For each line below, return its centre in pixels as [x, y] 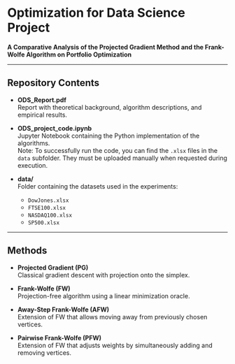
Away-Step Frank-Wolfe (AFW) [63, 310]
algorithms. [34, 143]
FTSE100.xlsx [47, 208]
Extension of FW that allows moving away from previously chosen [112, 316]
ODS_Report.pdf [42, 100]
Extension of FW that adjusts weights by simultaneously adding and [115, 345]
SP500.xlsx [44, 223]
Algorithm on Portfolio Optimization [79, 54]
